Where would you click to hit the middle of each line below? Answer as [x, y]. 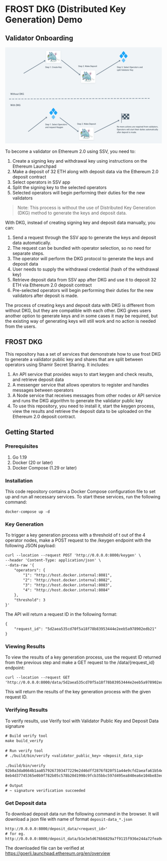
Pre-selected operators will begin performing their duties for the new [83, 290]
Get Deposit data [26, 803]
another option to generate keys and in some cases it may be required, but [82, 316]
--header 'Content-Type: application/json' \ [53, 561]
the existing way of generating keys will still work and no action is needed [81, 321]
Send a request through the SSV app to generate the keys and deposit [84, 238]
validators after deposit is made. [45, 296]
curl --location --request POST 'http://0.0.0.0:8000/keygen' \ [73, 556]
